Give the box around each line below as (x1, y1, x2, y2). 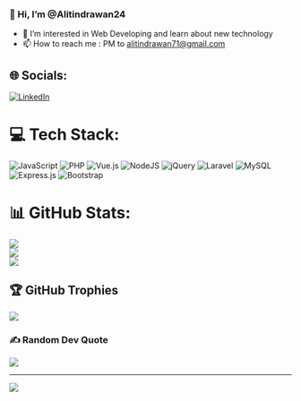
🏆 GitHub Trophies (9, 283, 119, 298)
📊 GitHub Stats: (9, 203, 132, 223)
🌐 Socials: (9, 67, 68, 83)
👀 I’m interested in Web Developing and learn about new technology (21, 29, 273, 39)
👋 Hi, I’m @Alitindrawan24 (9, 8, 126, 21)
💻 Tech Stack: (9, 124, 120, 145)
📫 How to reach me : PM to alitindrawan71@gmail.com (21, 38, 226, 49)
